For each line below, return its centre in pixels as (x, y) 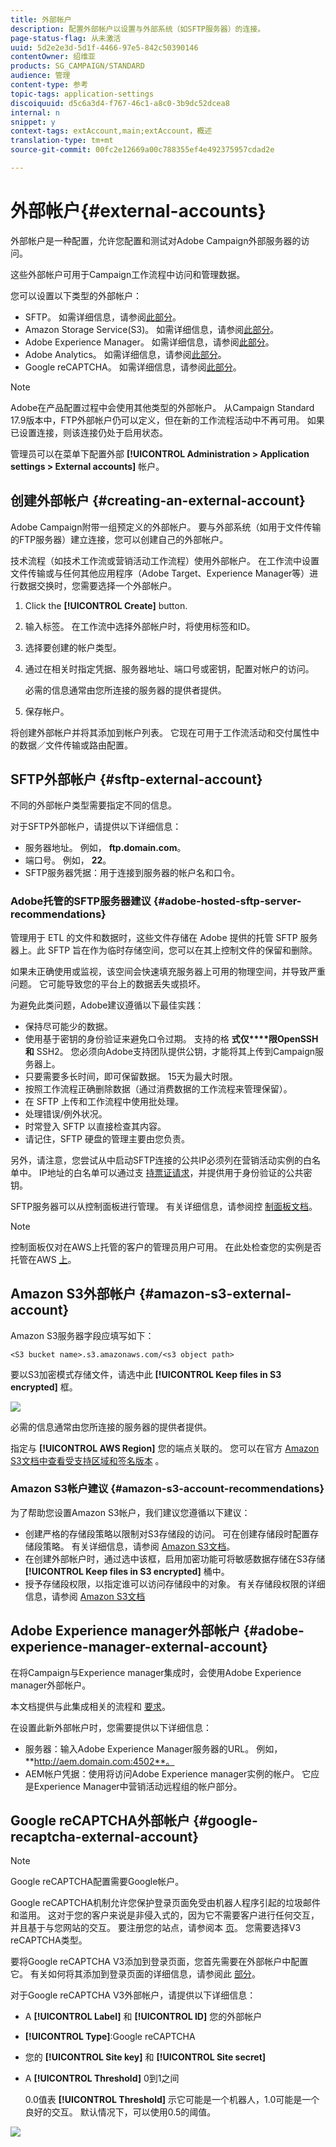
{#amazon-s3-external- (215, 1294)
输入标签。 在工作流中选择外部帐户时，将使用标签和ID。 (140, 626)
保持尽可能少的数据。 (68, 1026)
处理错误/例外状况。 (66, 1113)
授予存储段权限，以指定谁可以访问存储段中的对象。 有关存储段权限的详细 (175, 1583)
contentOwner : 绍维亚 (53, 57)
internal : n (35, 112)
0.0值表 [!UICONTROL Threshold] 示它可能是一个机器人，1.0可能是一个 (172, 2100)
